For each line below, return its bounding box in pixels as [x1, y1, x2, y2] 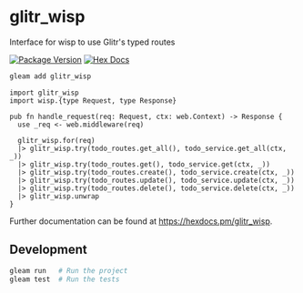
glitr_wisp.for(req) [17, 136, 96, 145]
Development [9, 242, 88, 258]
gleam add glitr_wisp [9, 71, 92, 81]
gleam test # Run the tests [9, 275, 120, 284]
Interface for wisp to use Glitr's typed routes [9, 36, 176, 47]
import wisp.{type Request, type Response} [9, 96, 177, 106]
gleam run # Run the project [9, 266, 128, 275]
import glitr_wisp [9, 88, 79, 97]
